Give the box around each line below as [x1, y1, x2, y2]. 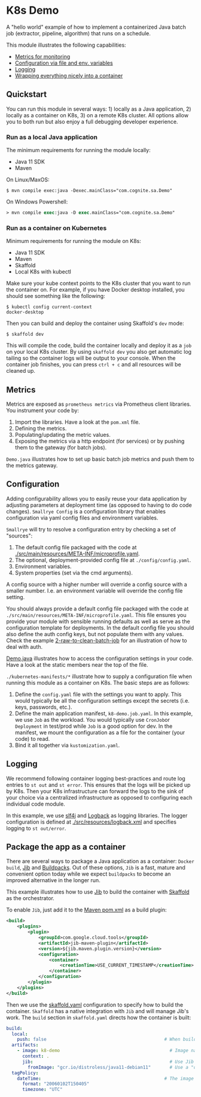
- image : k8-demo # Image [17, 1048, 188, 1054]
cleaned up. [6, 367, 36, 375]
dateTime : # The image [17, 1075, 194, 1081]
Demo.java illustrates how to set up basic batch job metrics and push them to [6, 455, 194, 463]
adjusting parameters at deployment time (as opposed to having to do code [6, 501, 193, 509]
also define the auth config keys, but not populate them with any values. [6, 630, 184, 637]
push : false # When [17, 1037, 181, 1043]
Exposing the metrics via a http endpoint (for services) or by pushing [14, 437, 185, 445]
